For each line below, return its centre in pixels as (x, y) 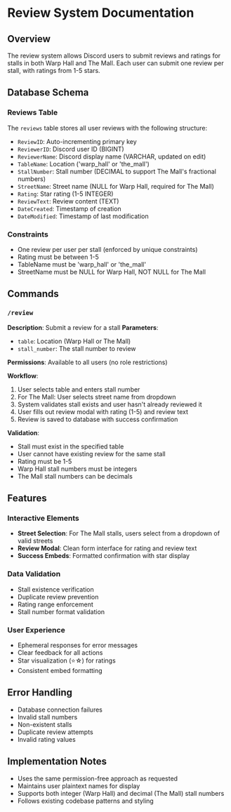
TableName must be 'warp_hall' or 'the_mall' (81, 264)
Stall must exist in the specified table (71, 446)
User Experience (36, 630)
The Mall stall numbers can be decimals (75, 476)
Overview (29, 39)
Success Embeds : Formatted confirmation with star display (104, 556)
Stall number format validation (61, 611)
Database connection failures (60, 710)
